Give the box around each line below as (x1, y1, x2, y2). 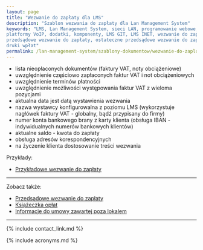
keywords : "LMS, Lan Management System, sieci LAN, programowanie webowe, (6, 25, 199, 32)
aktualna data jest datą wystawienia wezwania (14, 97, 131, 104)
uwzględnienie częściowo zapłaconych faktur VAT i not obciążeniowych (14, 71, 195, 79)
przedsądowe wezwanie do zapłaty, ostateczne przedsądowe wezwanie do (6, 37, 188, 43)
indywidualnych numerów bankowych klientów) (14, 122, 134, 130)
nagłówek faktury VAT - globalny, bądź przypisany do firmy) (14, 110, 165, 117)
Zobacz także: (6, 183, 42, 190)
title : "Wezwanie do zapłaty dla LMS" (6, 15, 104, 21)
